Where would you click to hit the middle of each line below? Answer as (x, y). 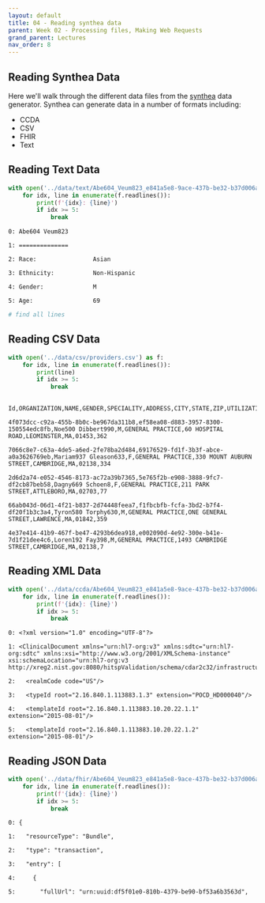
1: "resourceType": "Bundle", (61, 837)
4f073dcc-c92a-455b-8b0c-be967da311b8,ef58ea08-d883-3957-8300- (116, 423)
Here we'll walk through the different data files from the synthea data (120, 96)
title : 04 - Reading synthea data (65, 23)
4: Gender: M (52, 287)
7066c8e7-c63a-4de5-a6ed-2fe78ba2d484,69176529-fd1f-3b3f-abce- (116, 450)
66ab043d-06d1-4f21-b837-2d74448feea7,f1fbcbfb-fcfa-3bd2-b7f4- (116, 506)
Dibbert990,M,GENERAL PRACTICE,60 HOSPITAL (151, 429)
